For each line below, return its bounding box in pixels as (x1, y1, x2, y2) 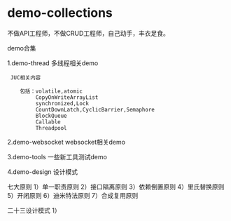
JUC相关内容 (10, 74, 41, 81)
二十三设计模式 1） (7, 206, 61, 215)
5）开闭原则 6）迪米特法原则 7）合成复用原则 (7, 191, 139, 199)
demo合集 (7, 43, 36, 52)
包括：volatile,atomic (20, 88, 83, 95)
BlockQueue (35, 112, 68, 119)
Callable (35, 118, 61, 126)
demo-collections (7, 5, 113, 21)
